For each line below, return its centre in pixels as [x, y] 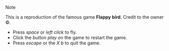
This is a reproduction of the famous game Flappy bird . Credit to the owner [84, 17]
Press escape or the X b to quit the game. [57, 43]
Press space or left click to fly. [45, 32]
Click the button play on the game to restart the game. [70, 38]
